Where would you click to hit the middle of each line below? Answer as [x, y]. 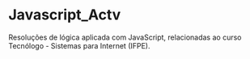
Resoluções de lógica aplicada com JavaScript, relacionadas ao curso [125, 37]
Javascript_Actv [65, 15]
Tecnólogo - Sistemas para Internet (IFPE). [80, 45]
